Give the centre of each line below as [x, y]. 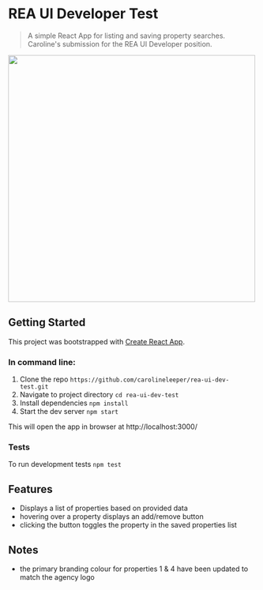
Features [30, 489]
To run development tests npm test [65, 464]
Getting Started [47, 323]
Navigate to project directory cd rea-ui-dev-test [99, 395]
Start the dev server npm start [69, 411]
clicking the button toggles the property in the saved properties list [128, 525]
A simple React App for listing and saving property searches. [126, 36]
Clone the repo [44, 379]
